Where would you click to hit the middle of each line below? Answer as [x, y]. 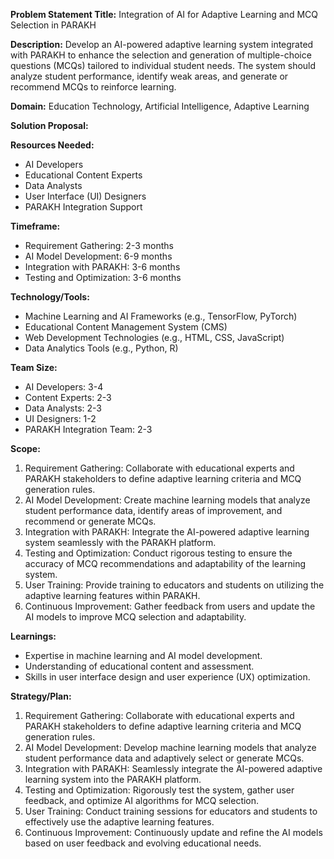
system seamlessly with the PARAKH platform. [120, 542]
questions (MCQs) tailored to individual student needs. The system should [163, 65]
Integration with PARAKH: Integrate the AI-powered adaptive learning [167, 532]
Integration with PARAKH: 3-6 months [102, 267]
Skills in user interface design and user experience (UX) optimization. [167, 677]
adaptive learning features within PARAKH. [112, 595]
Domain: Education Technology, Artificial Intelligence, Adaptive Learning [160, 106]
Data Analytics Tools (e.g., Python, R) [101, 348]
